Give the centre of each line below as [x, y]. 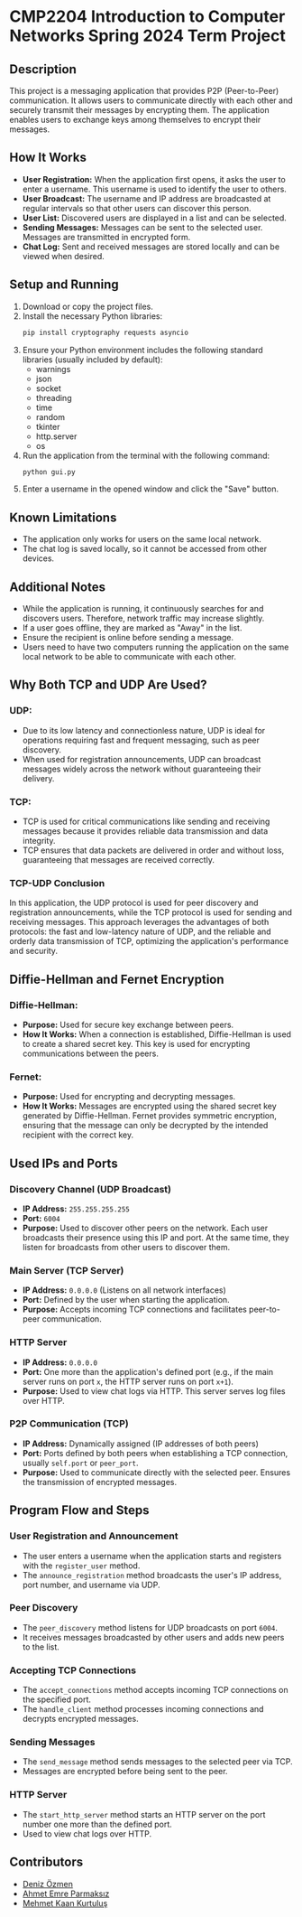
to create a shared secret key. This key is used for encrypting [136, 1043]
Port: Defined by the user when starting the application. [126, 1300]
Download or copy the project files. [87, 306]
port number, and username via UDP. [91, 1585]
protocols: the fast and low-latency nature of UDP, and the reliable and [141, 931]
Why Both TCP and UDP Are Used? [108, 685]
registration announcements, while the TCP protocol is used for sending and [151, 912]
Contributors [46, 1862]
